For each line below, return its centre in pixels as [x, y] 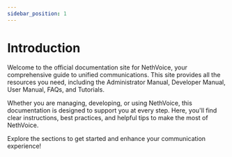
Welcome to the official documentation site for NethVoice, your [98, 67]
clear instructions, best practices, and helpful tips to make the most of [108, 117]
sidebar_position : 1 [37, 14]
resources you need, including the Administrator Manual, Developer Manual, [116, 82]
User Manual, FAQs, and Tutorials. [56, 89]
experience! [24, 146]
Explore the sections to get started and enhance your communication [107, 138]
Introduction [44, 48]
